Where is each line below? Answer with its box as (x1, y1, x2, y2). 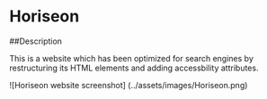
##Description (9, 36, 63, 46)
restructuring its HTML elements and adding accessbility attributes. (9, 62, 259, 73)
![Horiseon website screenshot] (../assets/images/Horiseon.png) (9, 79, 248, 90)
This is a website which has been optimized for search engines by (9, 53, 254, 63)
